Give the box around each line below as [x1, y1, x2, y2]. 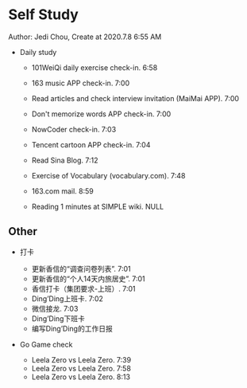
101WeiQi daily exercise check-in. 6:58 [31, 62, 158, 73]
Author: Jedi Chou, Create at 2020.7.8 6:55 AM [8, 32, 162, 41]
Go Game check [19, 339, 73, 349]
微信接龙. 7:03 [31, 304, 79, 313]
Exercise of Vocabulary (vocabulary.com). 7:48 [31, 170, 186, 180]
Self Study [8, 6, 79, 24]
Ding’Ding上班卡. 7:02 [31, 293, 103, 304]
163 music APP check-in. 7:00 [31, 78, 129, 88]
